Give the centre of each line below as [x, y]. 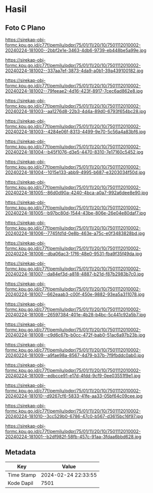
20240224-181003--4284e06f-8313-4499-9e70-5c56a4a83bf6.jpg [75, 132]
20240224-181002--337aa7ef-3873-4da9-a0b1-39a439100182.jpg [74, 71]
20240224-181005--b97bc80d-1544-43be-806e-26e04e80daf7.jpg [75, 213]
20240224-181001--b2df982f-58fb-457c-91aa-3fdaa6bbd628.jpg [73, 437]
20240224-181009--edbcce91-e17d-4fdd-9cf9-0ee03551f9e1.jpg [73, 376]
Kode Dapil [20, 483]
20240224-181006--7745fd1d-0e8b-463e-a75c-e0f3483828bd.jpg [75, 233]
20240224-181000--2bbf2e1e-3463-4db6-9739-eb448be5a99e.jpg [76, 50]
